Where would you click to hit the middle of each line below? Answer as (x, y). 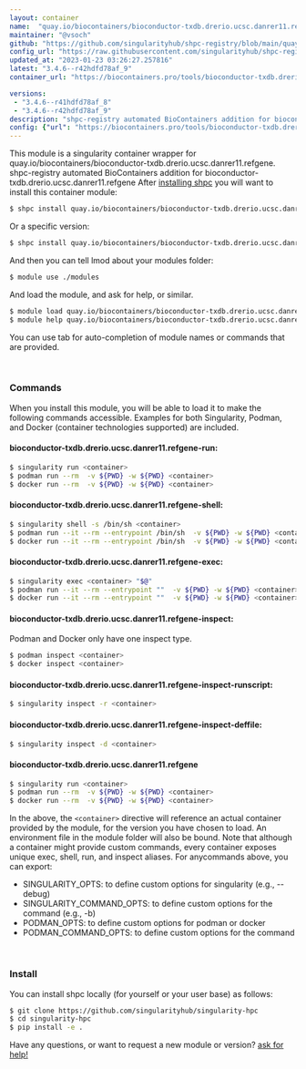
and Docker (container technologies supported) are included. (124, 427)
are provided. (35, 346)
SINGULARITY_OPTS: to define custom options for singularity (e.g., (148, 884)
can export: (31, 867)
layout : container (44, 18)
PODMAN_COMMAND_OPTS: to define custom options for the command (158, 933)
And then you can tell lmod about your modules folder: (112, 260)
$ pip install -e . (46, 1028)
